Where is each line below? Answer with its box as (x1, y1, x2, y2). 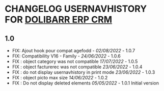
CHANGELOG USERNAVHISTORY (5, 3, 147, 15)
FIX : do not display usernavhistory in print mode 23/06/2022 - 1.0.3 (12, 69, 155, 75)
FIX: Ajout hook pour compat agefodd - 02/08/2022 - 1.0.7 (12, 48, 135, 53)
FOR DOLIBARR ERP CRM (5, 14, 113, 25)
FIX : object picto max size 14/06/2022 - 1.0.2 (12, 75, 108, 80)
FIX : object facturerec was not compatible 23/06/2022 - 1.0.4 (12, 64, 143, 70)
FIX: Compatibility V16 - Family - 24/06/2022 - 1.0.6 (12, 53, 121, 59)
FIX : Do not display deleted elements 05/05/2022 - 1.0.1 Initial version (12, 80, 159, 86)
